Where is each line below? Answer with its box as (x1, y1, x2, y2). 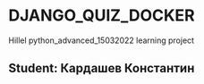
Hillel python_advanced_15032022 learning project (8, 35, 194, 46)
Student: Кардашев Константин (8, 61, 195, 76)
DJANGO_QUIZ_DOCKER (8, 5, 196, 26)
